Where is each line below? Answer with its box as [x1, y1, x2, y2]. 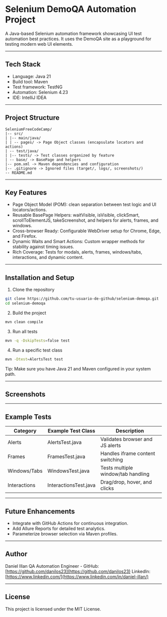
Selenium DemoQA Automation [5, 3, 137, 15]
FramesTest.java [47, 453, 85, 460]
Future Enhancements [5, 507, 76, 516]
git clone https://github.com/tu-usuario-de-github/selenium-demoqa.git [5, 296, 159, 301]
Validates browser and [100, 436, 153, 443]
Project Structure [5, 113, 60, 122]
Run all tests [12, 328, 38, 334]
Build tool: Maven [12, 79, 48, 85]
